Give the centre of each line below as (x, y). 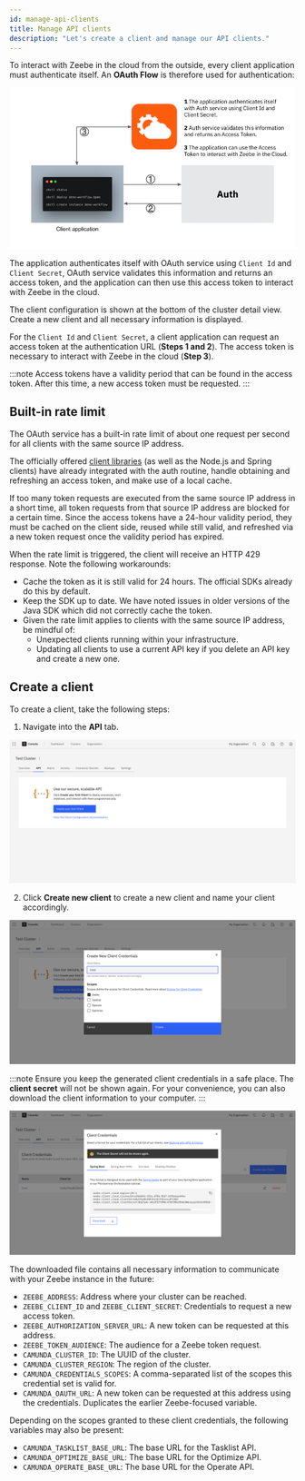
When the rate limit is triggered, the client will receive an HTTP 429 (135, 554)
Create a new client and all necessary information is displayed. (126, 319)
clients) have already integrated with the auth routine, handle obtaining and (150, 470)
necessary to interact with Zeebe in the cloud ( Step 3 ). (112, 356)
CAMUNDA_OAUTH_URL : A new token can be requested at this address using (157, 1393)
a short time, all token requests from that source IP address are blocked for (150, 508)
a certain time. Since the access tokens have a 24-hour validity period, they (151, 517)
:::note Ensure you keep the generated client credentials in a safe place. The (152, 1079)
